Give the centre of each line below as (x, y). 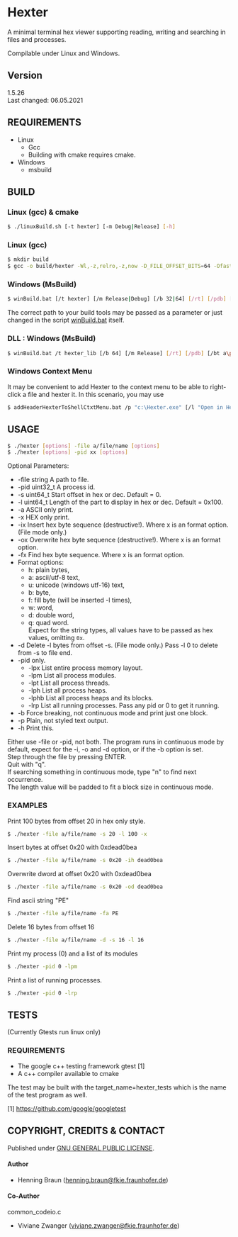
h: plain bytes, (49, 570)
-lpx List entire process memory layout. (85, 668)
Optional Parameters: (38, 466)
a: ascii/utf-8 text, (54, 578)
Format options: (41, 562)
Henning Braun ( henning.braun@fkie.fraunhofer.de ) (93, 1180)
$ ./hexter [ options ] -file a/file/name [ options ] (84, 446)
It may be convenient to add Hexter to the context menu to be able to (108, 386)
